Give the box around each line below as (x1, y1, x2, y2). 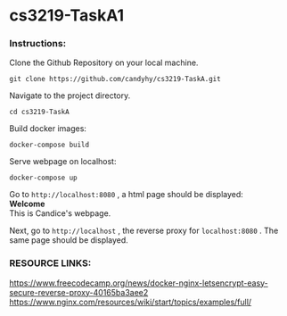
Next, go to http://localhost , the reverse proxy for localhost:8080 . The (9, 225, 279, 237)
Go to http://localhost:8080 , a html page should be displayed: (9, 189, 243, 200)
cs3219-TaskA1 (9, 5, 125, 26)
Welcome (9, 198, 45, 210)
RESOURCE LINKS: (9, 257, 92, 270)
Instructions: (9, 37, 67, 50)
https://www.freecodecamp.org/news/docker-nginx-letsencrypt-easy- (9, 278, 269, 288)
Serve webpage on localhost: (9, 156, 117, 167)
